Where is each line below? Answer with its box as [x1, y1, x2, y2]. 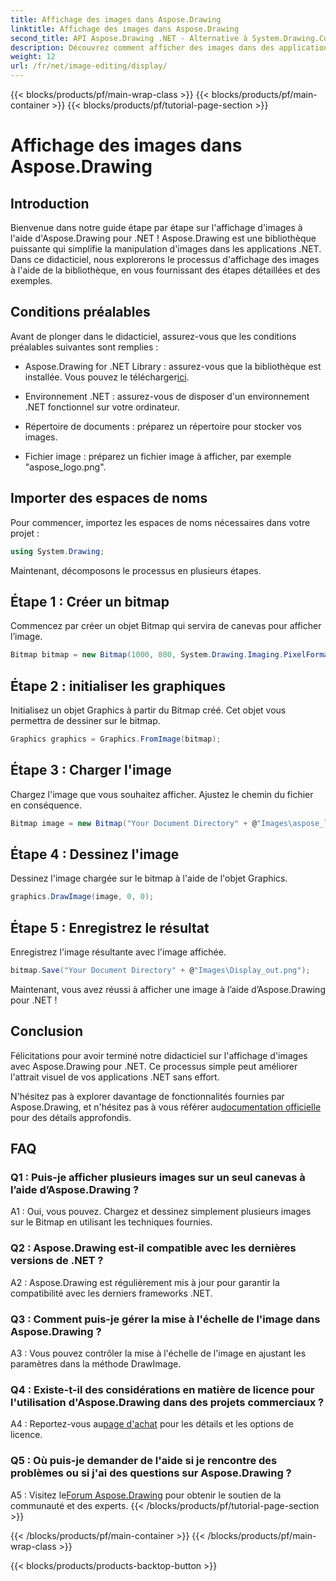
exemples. [10, 275, 53, 286]
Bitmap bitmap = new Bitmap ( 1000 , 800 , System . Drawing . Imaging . [10, 650, 284, 660]
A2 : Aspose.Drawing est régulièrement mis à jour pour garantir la [10, 1276, 280, 1288]
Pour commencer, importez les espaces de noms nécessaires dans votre [10, 516, 311, 528]
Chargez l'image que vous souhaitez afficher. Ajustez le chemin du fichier [10, 788, 314, 800]
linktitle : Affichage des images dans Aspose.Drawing [10, 24, 240, 34]
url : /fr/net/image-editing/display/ [10, 61, 168, 71]
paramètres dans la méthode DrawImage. [10, 1358, 182, 1370]
